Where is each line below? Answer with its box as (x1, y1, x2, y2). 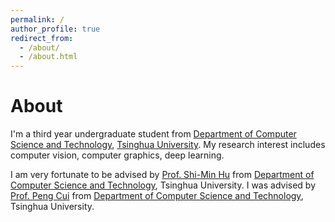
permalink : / (10, 14, 65, 25)
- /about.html (19, 52, 78, 62)
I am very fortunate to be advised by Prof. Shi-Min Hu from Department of (10, 169, 315, 181)
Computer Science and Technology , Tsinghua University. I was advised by (10, 179, 317, 191)
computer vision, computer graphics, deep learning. (10, 149, 225, 161)
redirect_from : (10, 33, 74, 43)
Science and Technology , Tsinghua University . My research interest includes (10, 139, 326, 151)
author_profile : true (10, 24, 101, 34)
